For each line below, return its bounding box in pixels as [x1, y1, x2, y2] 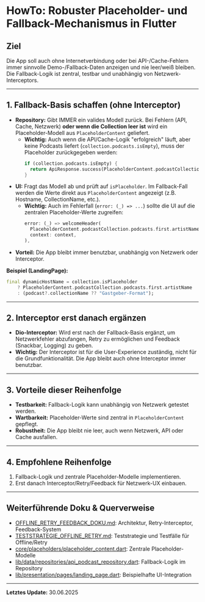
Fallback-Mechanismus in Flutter [6, 16, 177, 31]
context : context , [29, 232, 77, 238]
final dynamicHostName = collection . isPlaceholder [6, 278, 138, 285]
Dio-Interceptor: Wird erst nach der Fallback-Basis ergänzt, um [15, 329, 176, 336]
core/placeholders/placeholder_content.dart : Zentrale [15, 545, 151, 553]
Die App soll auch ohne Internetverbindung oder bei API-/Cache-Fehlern [6, 57, 189, 64]
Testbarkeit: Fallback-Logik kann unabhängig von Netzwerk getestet [15, 401, 189, 408]
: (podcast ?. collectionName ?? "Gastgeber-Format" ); [17, 290, 154, 296]
